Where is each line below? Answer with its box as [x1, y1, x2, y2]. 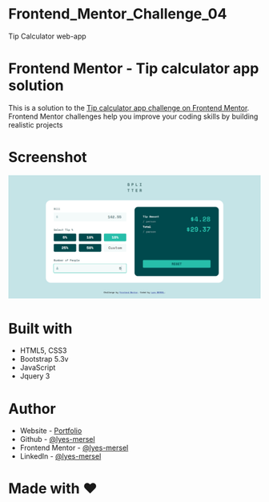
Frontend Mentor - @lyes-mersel [19, 443, 129, 453]
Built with [8, 319, 73, 338]
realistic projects [8, 119, 63, 129]
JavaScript [19, 362, 56, 373]
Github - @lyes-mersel [19, 435, 95, 444]
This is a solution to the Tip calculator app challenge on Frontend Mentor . [8, 103, 250, 112]
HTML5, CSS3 [19, 346, 67, 355]
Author [8, 399, 56, 418]
